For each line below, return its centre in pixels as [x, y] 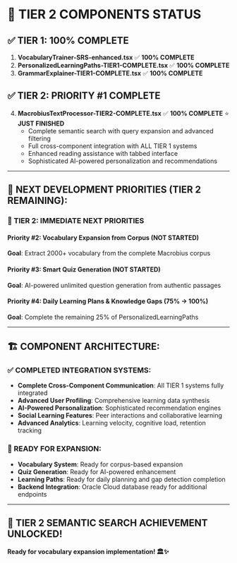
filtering [39, 138]
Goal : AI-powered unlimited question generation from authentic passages [114, 285]
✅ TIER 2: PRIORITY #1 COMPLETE [84, 96]
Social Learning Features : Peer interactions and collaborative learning [120, 416]
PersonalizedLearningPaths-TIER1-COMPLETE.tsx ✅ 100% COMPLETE [123, 65]
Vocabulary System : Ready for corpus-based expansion [100, 464]
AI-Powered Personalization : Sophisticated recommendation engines [119, 408]
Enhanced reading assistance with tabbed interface [103, 153]
